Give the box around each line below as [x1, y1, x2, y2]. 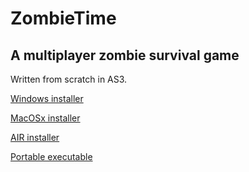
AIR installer [10, 132, 60, 143]
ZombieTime [10, 7, 117, 30]
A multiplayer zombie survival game [10, 47, 240, 64]
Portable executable [10, 151, 93, 162]
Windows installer [10, 93, 84, 104]
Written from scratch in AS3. [10, 73, 128, 85]
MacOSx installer [10, 112, 81, 124]
